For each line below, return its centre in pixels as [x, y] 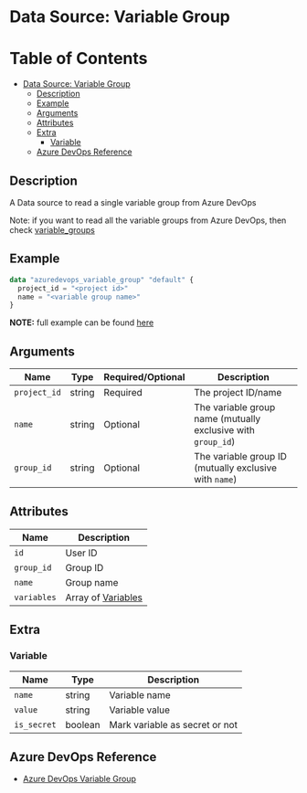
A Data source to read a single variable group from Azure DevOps [133, 202]
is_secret [35, 724]
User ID [81, 553]
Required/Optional [144, 377]
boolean [83, 724]
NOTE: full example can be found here [82, 322]
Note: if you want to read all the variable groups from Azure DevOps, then [148, 220]
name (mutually [228, 419]
